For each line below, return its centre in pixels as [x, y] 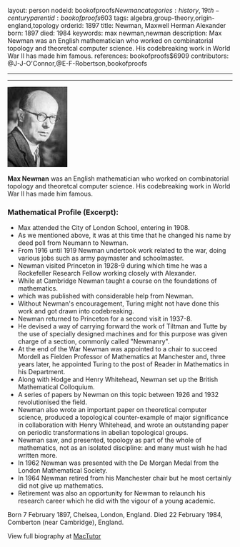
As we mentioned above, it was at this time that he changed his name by [124, 236]
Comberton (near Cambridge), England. [66, 522]
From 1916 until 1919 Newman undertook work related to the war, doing [122, 251]
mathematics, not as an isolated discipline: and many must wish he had [122, 448]
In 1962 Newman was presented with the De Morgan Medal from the [118, 463]
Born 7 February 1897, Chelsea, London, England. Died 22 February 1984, [115, 515]
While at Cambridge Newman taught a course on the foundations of [117, 281]
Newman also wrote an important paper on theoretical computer [112, 410]
